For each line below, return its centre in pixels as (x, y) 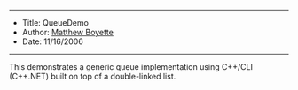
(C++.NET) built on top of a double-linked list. (93, 76)
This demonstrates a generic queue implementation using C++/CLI (131, 67)
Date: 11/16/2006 (53, 41)
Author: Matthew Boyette (67, 32)
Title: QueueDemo (55, 22)
